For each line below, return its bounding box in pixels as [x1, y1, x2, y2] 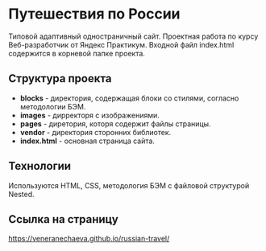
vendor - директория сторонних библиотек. [19, 127, 172, 137]
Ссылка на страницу [8, 212, 118, 226]
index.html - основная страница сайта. [19, 136, 156, 146]
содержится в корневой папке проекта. [8, 48, 145, 58]
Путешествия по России [8, 5, 181, 23]
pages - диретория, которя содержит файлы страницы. [19, 118, 211, 129]
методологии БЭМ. [19, 101, 86, 111]
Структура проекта [8, 72, 112, 85]
